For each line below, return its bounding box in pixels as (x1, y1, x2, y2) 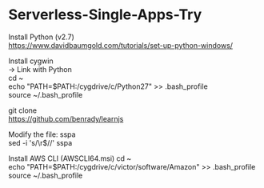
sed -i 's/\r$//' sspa (8, 138, 73, 147)
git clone (8, 106, 38, 115)
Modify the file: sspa (8, 130, 76, 139)
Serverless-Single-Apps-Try (8, 6, 202, 24)
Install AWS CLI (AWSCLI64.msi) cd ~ (8, 154, 132, 163)
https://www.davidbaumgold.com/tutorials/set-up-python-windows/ (8, 40, 234, 50)
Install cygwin (8, 56, 54, 66)
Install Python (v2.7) (8, 32, 74, 42)
